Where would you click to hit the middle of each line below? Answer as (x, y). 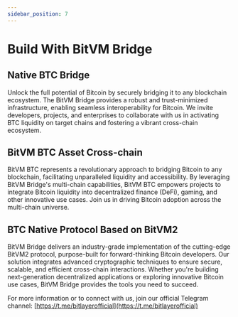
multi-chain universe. (38, 208)
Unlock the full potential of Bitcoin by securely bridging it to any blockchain (117, 92)
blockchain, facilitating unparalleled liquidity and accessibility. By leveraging (119, 177)
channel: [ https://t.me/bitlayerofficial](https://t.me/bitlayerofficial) (103, 306)
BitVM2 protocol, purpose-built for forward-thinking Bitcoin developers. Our (118, 254)
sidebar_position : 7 (38, 14)
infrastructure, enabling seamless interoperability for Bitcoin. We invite (110, 107)
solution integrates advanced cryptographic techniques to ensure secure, (115, 262)
